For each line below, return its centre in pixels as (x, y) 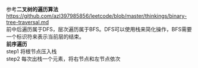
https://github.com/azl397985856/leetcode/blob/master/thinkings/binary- (97, 16)
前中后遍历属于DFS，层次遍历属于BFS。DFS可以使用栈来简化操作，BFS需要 (99, 29)
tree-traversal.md (28, 22)
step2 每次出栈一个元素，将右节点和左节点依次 (63, 59)
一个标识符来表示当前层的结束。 (45, 37)
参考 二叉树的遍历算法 (32, 9)
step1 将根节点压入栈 (32, 51)
